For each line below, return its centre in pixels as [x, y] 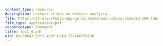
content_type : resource [29, 9]
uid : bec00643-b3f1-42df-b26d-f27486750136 [50, 36]
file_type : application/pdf [33, 23]
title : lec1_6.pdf [24, 32]
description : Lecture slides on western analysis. [57, 14]
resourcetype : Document [29, 27]
